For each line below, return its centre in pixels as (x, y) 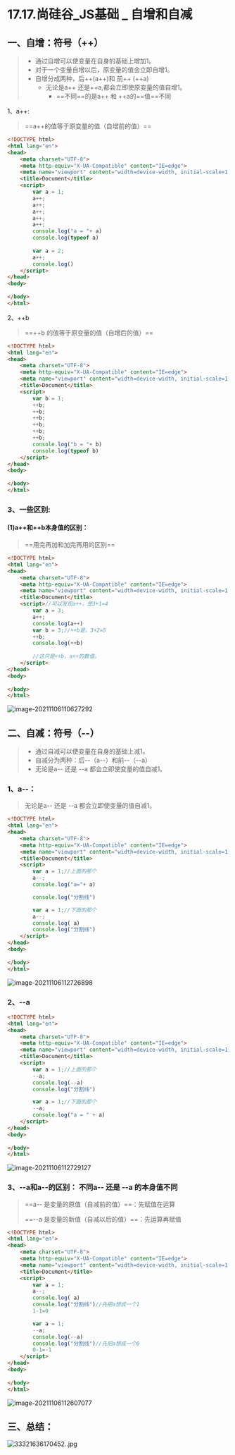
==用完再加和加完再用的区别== (70, 545)
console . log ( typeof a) (66, 238)
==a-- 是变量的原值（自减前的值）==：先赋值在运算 (100, 1204)
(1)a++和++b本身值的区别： (48, 528)
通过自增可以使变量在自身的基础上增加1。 (95, 61)
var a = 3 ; (49, 610)
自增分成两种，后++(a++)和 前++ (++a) (92, 79)
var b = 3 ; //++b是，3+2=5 (70, 630)
